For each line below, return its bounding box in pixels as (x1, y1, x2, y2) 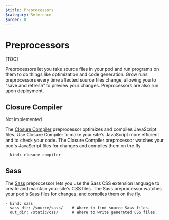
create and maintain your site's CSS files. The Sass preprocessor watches (5, 185, 162, 191)
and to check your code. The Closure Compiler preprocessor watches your (5, 137, 164, 144)
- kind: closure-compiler (5, 152, 61, 158)
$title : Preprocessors (5, 7, 54, 13)
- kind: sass (5, 201, 33, 206)
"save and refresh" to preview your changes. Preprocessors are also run (5, 83, 159, 89)
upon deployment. (5, 88, 44, 94)
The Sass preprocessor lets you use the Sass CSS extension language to (5, 180, 160, 186)
